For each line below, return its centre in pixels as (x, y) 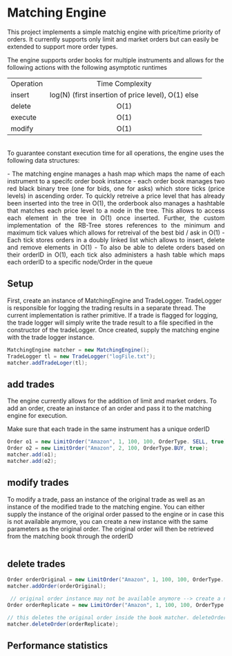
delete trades (36, 564)
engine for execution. (37, 416)
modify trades (38, 483)
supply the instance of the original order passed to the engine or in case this (116, 514)
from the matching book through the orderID (70, 536)
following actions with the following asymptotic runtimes (87, 67)
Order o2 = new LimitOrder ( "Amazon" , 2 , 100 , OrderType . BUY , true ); (108, 448)
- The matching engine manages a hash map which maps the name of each (116, 174)
